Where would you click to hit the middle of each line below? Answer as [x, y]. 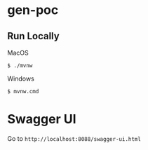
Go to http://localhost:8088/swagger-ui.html [74, 138]
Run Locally [33, 36]
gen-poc [33, 10]
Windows [21, 79]
